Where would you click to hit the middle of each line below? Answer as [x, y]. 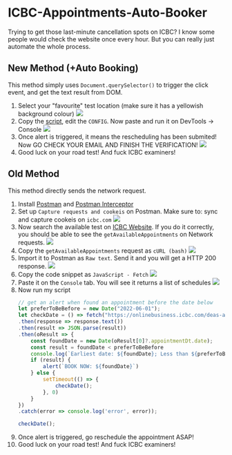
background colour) [46, 114]
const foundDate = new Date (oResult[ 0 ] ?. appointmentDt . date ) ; [122, 341]
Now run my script [44, 290]
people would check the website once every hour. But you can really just [111, 39]
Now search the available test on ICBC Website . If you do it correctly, [116, 226]
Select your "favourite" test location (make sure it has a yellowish [110, 106]
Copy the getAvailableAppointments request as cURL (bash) [103, 251]
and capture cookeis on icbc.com [65, 220]
